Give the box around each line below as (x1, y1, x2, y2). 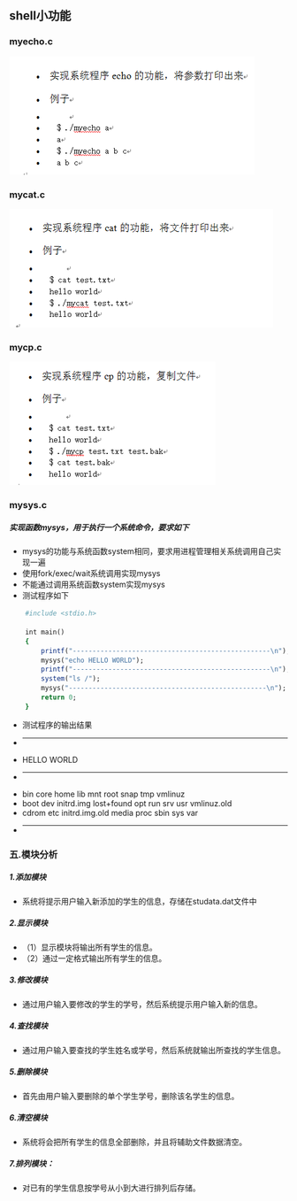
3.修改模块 (9, 974, 49, 985)
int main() (25, 627, 65, 636)
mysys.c (9, 499, 47, 512)
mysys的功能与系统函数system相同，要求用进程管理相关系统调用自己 (21, 546, 274, 557)
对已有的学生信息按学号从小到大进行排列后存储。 (21, 1182, 201, 1193)
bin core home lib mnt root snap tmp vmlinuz (21, 789, 186, 799)
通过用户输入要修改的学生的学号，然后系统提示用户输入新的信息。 (21, 998, 263, 1009)
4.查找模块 (9, 1020, 49, 1031)
